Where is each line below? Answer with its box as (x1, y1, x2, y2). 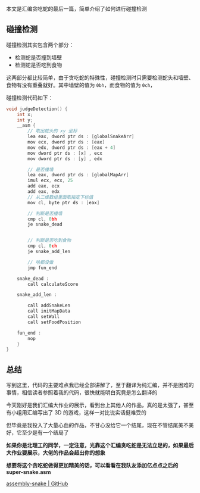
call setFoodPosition (27, 319, 82, 325)
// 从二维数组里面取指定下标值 (27, 194, 93, 200)
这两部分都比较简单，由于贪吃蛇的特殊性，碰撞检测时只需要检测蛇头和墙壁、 (6, 74, 194, 81)
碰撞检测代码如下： (6, 94, 54, 101)
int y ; (17, 117, 33, 123)
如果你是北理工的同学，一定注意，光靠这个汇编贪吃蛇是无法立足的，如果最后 (6, 442, 194, 449)
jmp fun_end (27, 264, 58, 271)
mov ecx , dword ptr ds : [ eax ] (27, 139, 105, 145)
